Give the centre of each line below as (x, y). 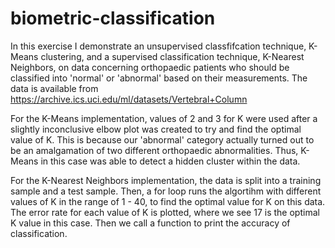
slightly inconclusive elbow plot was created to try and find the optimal (156, 129)
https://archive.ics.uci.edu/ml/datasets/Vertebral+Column (129, 99)
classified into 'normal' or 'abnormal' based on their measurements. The (159, 78)
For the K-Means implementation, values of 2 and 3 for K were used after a (164, 118)
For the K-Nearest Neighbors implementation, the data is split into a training (166, 180)
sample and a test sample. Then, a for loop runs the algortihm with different (166, 191)
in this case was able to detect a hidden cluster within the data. (170, 161)
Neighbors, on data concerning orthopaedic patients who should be (150, 67)
